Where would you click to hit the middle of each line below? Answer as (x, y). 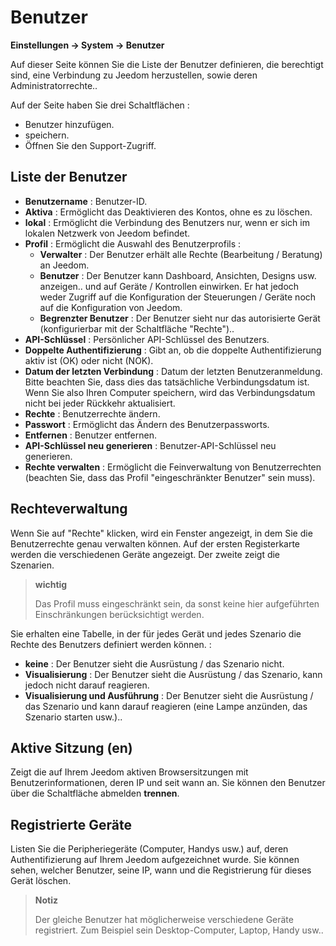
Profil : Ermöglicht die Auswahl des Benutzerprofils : (133, 243)
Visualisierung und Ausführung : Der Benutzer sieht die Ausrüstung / (169, 695)
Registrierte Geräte (71, 824)
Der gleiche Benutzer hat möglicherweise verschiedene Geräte (164, 920)
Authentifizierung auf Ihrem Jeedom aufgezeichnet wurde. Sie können (155, 860)
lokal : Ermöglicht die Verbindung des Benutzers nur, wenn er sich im (167, 222)
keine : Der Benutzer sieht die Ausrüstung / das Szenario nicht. (154, 663)
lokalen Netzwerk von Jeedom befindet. (107, 233)
